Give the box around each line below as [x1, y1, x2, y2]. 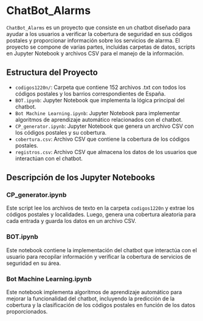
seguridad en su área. [6, 259, 61, 267]
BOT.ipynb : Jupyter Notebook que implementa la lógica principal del [15, 96, 185, 104]
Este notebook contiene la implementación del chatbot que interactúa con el [6, 246, 198, 253]
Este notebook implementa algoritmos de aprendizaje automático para [6, 289, 182, 296]
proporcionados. [6, 308, 48, 316]
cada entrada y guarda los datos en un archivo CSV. [6, 217, 137, 225]
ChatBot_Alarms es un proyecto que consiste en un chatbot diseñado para [6, 24, 191, 31]
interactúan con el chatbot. [15, 155, 83, 162]
